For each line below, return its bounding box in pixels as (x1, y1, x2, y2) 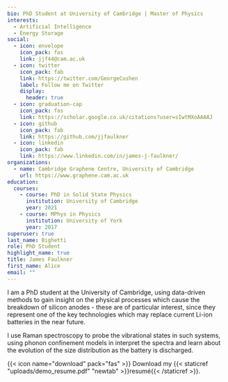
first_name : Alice (7, 262, 60, 269)
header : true (25, 95, 64, 102)
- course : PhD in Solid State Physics (19, 191, 132, 198)
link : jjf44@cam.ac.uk (19, 56, 85, 63)
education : (7, 178, 39, 185)
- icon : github (13, 120, 58, 127)
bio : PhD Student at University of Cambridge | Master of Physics (7, 10, 204, 17)
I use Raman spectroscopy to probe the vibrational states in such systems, (7, 331, 221, 340)
